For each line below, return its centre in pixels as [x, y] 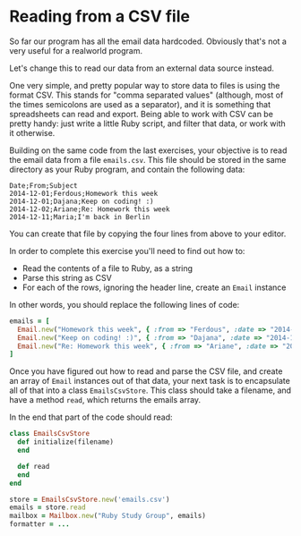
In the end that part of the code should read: [91, 417]
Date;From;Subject [43, 185]
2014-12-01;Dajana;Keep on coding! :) [82, 201]
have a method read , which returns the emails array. [105, 400]
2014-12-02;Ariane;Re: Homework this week [90, 209]
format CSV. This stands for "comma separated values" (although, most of [146, 95]
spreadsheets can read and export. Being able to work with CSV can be [141, 114]
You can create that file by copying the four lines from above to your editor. [148, 234]
